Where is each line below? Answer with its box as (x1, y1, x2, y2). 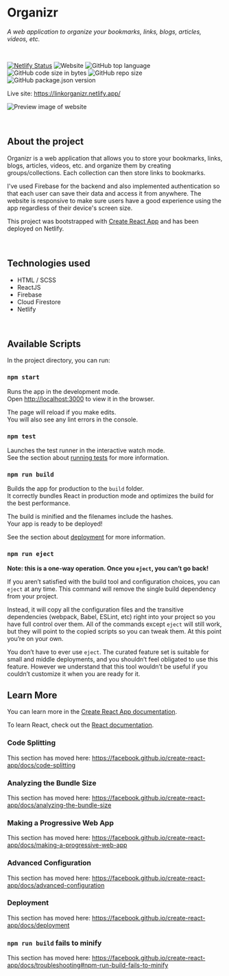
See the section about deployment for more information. (7, 533, 166, 542)
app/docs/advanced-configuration (7, 881, 105, 890)
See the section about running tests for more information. (7, 453, 169, 461)
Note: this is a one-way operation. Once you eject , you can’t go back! (7, 564, 209, 572)
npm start (7, 373, 40, 382)
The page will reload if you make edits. (7, 408, 117, 416)
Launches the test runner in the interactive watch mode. (7, 446, 166, 454)
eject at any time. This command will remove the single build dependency (7, 585, 217, 593)
